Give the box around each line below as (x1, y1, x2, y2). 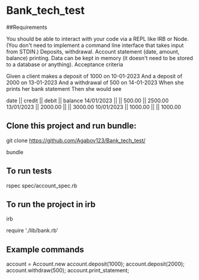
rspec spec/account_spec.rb (6, 182, 78, 189)
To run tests (6, 166, 52, 176)
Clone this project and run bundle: (6, 121, 137, 131)
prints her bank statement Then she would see (6, 85, 122, 92)
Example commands (6, 244, 84, 255)
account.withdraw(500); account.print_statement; (6, 267, 129, 274)
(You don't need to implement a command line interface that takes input (6, 42, 184, 49)
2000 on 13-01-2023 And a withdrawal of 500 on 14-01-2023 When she (6, 79, 185, 86)
